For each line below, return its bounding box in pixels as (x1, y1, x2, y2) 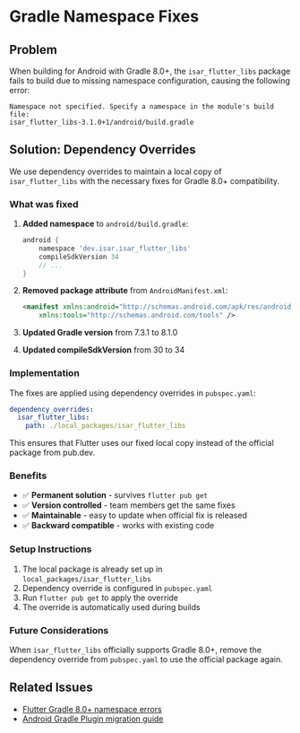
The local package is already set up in (21, 563, 163, 574)
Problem (9, 42, 58, 57)
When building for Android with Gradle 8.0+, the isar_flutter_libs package (9, 65, 291, 76)
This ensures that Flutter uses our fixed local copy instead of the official (9, 438, 275, 449)
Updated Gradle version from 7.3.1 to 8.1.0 (21, 327, 178, 338)
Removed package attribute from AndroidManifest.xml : (21, 285, 228, 296)
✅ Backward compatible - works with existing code (21, 520, 215, 531)
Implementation (9, 367, 81, 380)
